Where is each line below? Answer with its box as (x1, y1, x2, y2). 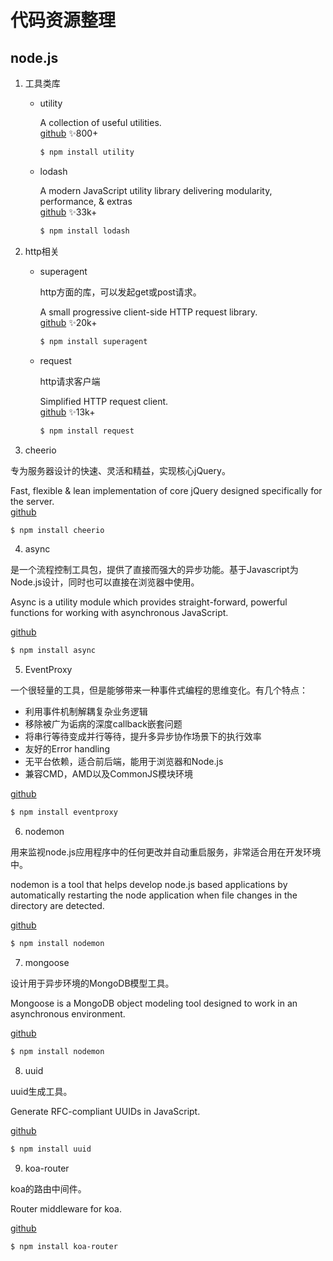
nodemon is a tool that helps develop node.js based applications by (10, 879, 288, 891)
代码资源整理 (10, 9, 117, 32)
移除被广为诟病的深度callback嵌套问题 (24, 718, 183, 730)
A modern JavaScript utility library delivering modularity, (39, 184, 273, 196)
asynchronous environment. (10, 1008, 126, 1020)
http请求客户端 (39, 375, 101, 387)
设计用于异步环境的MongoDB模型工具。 (10, 977, 175, 989)
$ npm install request (39, 426, 135, 436)
